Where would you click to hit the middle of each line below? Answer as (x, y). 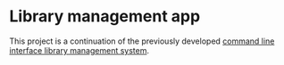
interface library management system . (79, 50)
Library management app (105, 16)
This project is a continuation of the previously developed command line (142, 41)
